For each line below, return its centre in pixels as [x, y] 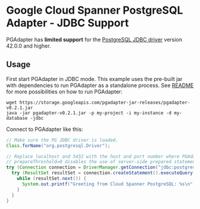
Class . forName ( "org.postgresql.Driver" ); [58, 146]
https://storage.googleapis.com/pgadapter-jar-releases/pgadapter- [105, 102]
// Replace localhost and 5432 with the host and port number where [93, 156]
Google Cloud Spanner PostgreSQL [95, 10]
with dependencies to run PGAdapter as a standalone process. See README [100, 85]
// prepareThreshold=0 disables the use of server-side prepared [89, 162]
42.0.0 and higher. [29, 46]
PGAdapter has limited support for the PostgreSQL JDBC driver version [94, 39]
